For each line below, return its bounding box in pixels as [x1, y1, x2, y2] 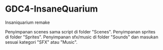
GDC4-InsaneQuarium [5, 3, 98, 15]
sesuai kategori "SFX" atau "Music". [5, 39, 78, 45]
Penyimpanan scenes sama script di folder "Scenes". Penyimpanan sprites [5, 29, 156, 34]
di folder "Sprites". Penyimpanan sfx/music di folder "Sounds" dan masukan [5, 34, 159, 40]
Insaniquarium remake [5, 19, 50, 25]
